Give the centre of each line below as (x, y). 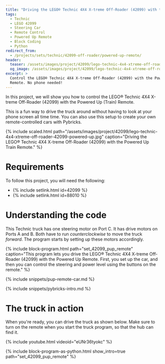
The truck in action (45, 308)
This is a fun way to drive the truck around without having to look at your (79, 112)
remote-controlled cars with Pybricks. (44, 122)
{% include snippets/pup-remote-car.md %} (50, 279)
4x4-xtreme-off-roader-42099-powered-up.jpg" (55, 137)
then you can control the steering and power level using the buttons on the (81, 264)
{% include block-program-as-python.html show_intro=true (66, 351)
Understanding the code (56, 215)
